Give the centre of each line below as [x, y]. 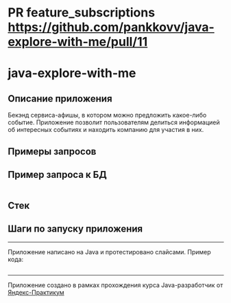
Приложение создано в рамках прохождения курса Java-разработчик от [115, 285]
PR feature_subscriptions [82, 13]
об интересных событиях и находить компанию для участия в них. [106, 130]
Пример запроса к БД [57, 174]
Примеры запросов [52, 151]
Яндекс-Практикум [36, 292]
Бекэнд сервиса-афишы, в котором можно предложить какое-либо [107, 115]
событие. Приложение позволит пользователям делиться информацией [114, 122]
